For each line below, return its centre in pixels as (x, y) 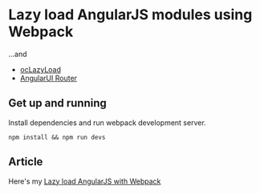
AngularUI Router (49, 78)
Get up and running (57, 103)
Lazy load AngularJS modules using (130, 15)
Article (26, 162)
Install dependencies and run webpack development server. (107, 123)
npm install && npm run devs (57, 137)
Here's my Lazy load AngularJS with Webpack (85, 181)
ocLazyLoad (41, 69)
